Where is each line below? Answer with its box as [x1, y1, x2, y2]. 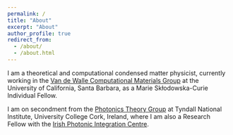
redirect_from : [7, 37, 52, 44]
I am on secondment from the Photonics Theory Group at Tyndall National [7, 105, 222, 113]
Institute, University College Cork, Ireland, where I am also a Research [7, 112, 210, 120]
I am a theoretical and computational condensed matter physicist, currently [7, 68, 226, 77]
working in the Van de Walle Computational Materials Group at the [7, 76, 199, 84]
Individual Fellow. [7, 91, 58, 99]
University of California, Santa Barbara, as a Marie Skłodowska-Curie [7, 84, 208, 92]
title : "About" [7, 17, 52, 24]
